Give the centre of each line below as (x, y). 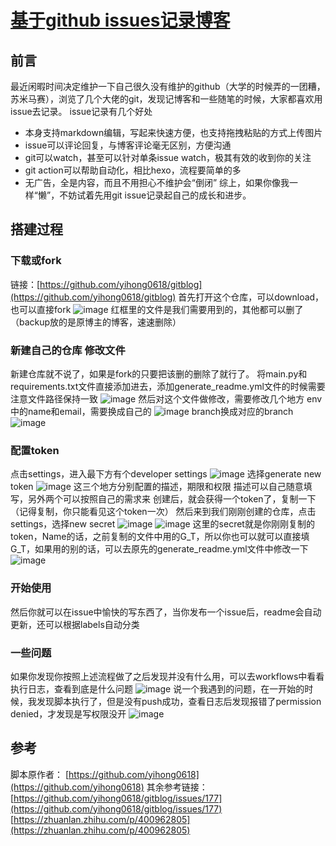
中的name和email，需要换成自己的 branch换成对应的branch (152, 411)
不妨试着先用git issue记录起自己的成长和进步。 (155, 195)
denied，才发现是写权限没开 (68, 713)
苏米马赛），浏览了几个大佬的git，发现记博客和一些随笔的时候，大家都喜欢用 (166, 99)
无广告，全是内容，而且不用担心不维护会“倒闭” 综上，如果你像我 (157, 182)
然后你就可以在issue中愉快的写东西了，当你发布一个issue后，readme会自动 (166, 612)
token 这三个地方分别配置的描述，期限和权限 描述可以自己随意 (157, 487)
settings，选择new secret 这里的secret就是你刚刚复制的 (162, 524)
